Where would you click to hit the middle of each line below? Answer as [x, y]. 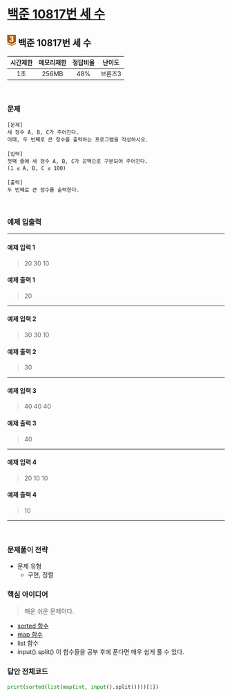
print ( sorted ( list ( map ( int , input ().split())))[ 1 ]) [83, 687]
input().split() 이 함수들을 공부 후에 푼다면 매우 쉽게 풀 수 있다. [100, 651]
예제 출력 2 [22, 351]
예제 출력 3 [22, 423]
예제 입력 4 [22, 462]
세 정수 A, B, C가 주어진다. [43, 132]
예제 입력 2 [22, 319]
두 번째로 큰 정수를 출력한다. [43, 190]
